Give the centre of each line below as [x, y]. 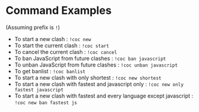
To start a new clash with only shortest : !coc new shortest [88, 77]
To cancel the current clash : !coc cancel [66, 51]
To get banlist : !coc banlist [50, 71]
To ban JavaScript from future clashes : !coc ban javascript [90, 58]
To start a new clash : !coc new [53, 39]
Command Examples [59, 11]
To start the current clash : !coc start [62, 45]
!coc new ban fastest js [46, 103]
